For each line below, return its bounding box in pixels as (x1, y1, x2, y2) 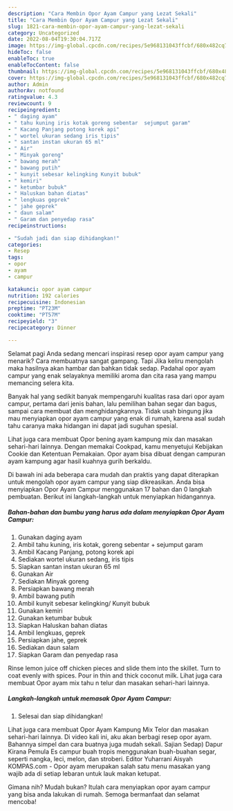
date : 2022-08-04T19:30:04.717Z (8, 36, 101, 43)
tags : (8, 254, 24, 261)
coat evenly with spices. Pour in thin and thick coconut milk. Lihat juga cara (8, 671, 223, 680)
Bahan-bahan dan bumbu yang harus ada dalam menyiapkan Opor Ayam (8, 508, 225, 516)
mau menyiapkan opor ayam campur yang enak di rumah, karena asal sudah (8, 414, 225, 422)
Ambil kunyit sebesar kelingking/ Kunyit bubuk (17, 599, 151, 607)
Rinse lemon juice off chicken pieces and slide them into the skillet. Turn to (8, 664, 221, 672)
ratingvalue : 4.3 (8, 94, 58, 101)
